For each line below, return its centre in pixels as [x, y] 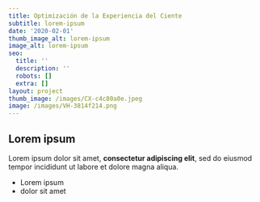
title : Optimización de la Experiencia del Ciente [95, 16]
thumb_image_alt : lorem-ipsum [59, 38]
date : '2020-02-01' [41, 31]
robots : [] [34, 76]
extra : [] [32, 83]
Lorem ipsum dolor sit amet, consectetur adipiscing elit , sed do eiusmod [130, 158]
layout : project [36, 91]
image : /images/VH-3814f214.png [63, 106]
